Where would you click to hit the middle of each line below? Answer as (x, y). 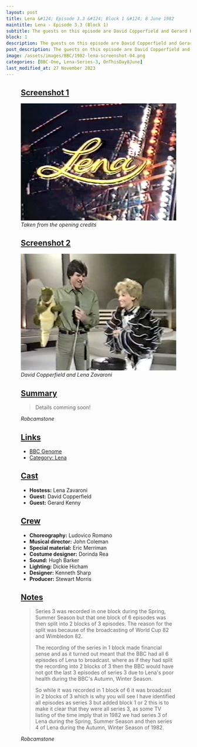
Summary (39, 393)
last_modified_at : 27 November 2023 (51, 68)
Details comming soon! (63, 407)
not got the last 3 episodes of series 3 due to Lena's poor (104, 672)
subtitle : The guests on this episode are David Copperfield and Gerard (97, 31)
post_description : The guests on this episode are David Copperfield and (98, 50)
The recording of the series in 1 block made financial (98, 648)
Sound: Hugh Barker (54, 560)
